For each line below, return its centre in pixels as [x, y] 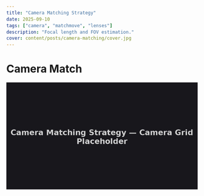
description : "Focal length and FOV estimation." [70, 32]
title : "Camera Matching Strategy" [51, 13]
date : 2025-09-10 [28, 19]
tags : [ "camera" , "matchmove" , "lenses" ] [59, 25]
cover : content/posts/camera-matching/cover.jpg [69, 38]
